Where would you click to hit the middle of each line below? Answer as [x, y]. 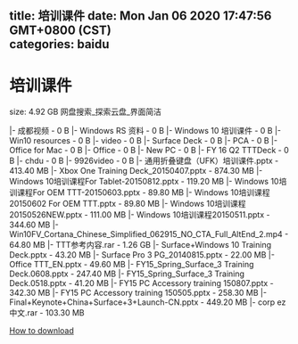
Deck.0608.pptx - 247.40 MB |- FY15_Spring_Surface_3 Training [127, 274]
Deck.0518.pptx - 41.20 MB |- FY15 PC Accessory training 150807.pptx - [141, 283]
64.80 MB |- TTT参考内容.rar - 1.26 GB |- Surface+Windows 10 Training [141, 245]
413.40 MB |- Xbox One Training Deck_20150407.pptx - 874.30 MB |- [136, 171]
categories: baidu [59, 44]
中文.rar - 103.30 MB [47, 313]
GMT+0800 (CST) [60, 31]
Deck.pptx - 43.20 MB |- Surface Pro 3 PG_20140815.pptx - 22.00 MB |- [142, 255]
